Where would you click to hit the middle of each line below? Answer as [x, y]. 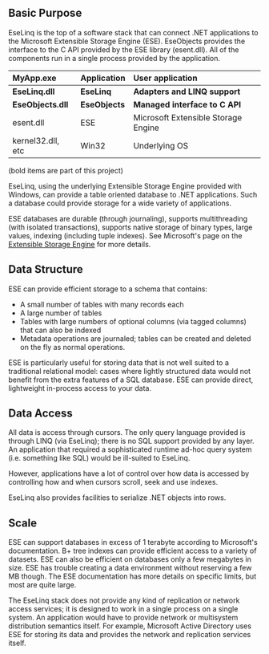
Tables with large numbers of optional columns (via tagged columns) [133, 321]
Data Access [41, 414]
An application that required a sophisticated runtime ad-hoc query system [130, 449]
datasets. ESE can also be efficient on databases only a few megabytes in [130, 559]
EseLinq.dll [34, 91]
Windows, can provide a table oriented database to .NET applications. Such [133, 194]
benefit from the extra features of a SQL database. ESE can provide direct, [131, 380]
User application [165, 78]
